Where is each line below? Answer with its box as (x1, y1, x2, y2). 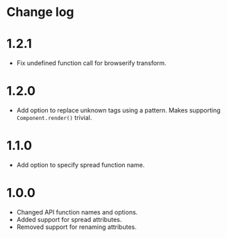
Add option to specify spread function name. (16, 161, 145, 169)
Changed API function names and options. (16, 207, 138, 216)
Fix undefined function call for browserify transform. (16, 59, 167, 67)
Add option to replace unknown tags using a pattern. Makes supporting (16, 106, 221, 114)
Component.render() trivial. (16, 114, 92, 122)
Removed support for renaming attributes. (16, 223, 137, 231)
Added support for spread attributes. (16, 215, 122, 223)
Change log (6, 4, 74, 20)
